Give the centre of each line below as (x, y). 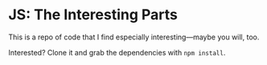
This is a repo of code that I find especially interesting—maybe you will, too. (134, 37)
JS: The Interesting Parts (93, 15)
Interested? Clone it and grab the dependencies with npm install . (117, 52)
